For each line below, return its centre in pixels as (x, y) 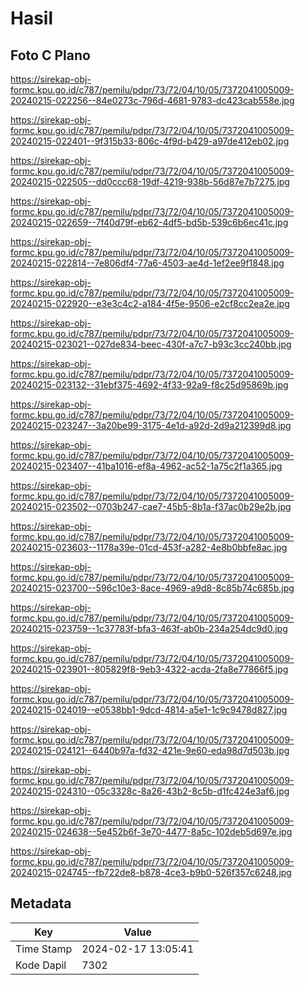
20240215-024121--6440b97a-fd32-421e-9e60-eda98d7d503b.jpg (150, 750)
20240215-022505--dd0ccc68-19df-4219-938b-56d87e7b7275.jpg (150, 181)
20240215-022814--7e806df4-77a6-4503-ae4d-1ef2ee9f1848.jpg (147, 263)
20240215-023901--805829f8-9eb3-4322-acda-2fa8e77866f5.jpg (149, 669)
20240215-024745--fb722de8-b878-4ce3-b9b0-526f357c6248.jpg (151, 872)
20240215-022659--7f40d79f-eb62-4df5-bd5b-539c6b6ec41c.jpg (149, 222)
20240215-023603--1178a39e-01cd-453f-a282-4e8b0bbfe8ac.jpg (149, 547)
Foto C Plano (50, 55)
